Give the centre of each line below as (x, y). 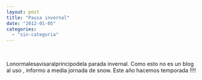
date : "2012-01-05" (31, 23)
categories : (21, 29)
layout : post (23, 12)
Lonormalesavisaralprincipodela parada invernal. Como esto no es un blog (100, 64)
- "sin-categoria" (36, 35)
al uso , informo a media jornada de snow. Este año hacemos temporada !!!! (101, 70)
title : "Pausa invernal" (38, 18)
